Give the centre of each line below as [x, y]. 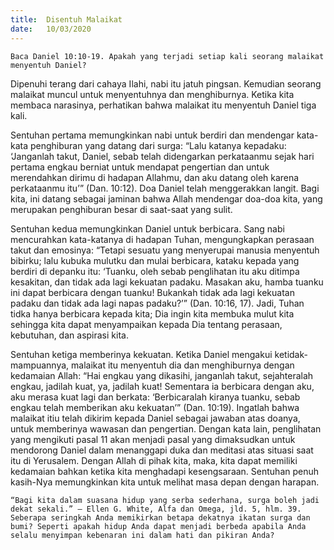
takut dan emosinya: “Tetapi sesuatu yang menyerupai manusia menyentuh [165, 250]
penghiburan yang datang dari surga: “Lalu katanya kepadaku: [158, 145]
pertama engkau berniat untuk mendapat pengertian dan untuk [140, 167]
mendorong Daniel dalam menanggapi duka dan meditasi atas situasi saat [162, 450]
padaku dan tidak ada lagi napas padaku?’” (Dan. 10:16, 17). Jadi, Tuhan [157, 303]
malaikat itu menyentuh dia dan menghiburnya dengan [183, 365]
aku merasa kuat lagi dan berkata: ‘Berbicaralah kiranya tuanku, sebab [155, 397]
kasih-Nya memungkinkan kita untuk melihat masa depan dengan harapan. [165, 482]
